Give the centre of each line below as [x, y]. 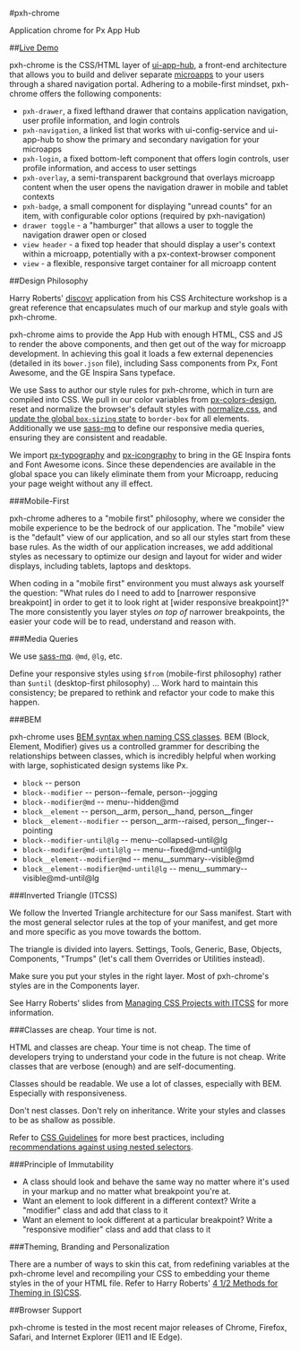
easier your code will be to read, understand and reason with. [123, 621]
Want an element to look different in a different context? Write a [139, 1201]
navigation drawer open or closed [85, 235]
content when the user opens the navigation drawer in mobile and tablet [155, 187]
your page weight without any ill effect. [81, 484]
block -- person [51, 783]
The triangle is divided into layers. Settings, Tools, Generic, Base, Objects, [146, 949]
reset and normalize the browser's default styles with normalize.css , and [143, 409]
